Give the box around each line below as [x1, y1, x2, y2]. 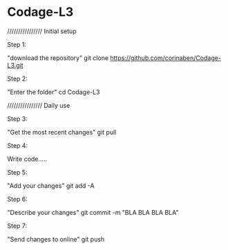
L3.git [7, 61, 23, 69]
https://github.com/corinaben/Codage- [110, 53, 221, 62]
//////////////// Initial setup [7, 27, 77, 35]
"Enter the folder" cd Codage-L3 [7, 88, 100, 96]
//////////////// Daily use [7, 101, 70, 109]
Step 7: [7, 222, 28, 230]
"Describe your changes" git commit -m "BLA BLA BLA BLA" [7, 208, 179, 216]
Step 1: [7, 40, 26, 48]
